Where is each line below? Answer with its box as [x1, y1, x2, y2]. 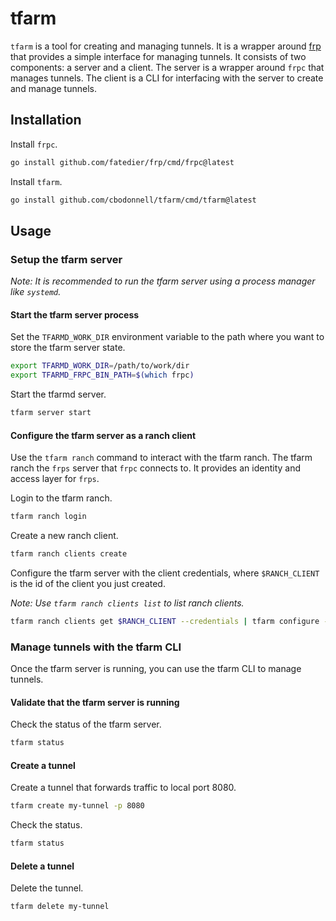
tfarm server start [10, 408, 92, 418]
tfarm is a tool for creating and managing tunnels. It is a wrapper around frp [10, 40, 322, 52]
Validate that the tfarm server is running [10, 696, 180, 708]
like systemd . [10, 286, 62, 298]
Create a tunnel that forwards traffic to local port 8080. [10, 782, 237, 794]
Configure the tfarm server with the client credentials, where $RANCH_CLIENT [10, 567, 320, 579]
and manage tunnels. [10, 82, 97, 94]
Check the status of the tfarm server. [10, 718, 162, 731]
